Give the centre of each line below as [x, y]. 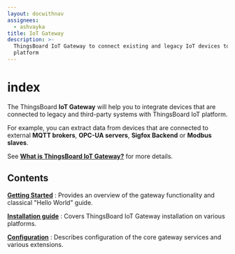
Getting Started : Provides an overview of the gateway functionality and [111, 195]
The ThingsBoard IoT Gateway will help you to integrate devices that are [112, 106]
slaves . [18, 142]
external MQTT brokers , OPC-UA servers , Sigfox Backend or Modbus [109, 135]
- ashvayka [29, 27]
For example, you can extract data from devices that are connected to [108, 127]
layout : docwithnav [36, 14]
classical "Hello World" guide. [50, 202]
